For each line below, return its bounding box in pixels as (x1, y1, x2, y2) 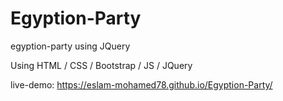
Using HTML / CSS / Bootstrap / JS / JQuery (10, 59, 193, 71)
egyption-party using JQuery (10, 40, 131, 52)
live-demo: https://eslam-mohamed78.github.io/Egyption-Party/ (10, 78, 273, 91)
